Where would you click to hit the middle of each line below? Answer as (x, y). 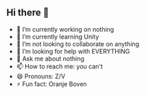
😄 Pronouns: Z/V (41, 76)
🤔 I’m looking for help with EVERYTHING (73, 51)
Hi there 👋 (28, 13)
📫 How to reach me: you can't (60, 66)
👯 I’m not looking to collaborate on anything (78, 44)
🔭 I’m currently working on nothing (65, 29)
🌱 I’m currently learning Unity (58, 36)
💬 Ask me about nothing (50, 59)
